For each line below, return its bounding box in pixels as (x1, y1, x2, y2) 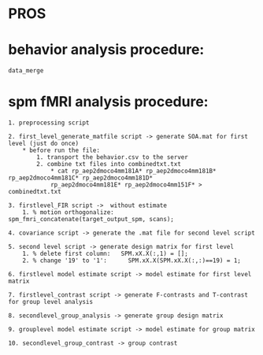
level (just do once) (8, 139, 80, 148)
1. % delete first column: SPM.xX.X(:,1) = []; (22, 250, 189, 258)
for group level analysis (8, 298, 93, 306)
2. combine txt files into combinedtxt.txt (36, 161, 181, 168)
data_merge (8, 67, 44, 75)
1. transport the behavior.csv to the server (36, 153, 189, 161)
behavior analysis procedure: (8, 41, 205, 59)
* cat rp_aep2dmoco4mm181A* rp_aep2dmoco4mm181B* (50, 167, 217, 176)
